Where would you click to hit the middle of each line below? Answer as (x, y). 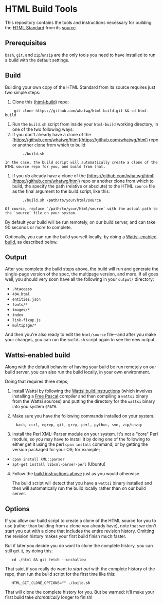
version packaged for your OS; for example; (56, 450)
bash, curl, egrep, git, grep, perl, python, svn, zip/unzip (79, 425)
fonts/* (20, 305)
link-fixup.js (26, 320)
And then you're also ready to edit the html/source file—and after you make (81, 334)
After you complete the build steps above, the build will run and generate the (82, 269)
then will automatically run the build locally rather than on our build (79, 488)
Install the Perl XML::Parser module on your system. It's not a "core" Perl (85, 434)
